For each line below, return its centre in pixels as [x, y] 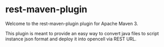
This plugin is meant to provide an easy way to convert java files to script [82, 33]
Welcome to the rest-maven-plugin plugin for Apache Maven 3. [72, 24]
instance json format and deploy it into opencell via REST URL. [71, 39]
